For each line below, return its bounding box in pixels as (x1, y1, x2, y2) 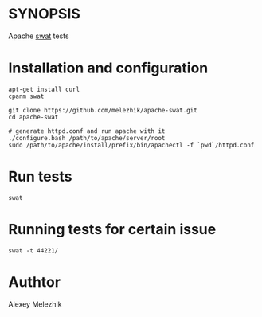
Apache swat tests (8, 31, 69, 41)
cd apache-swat (8, 113, 59, 121)
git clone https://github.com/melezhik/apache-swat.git (8, 106, 197, 114)
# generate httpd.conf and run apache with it (8, 127, 166, 135)
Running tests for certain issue (8, 221, 217, 238)
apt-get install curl (8, 85, 80, 93)
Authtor (8, 272, 61, 291)
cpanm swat (8, 92, 45, 100)
